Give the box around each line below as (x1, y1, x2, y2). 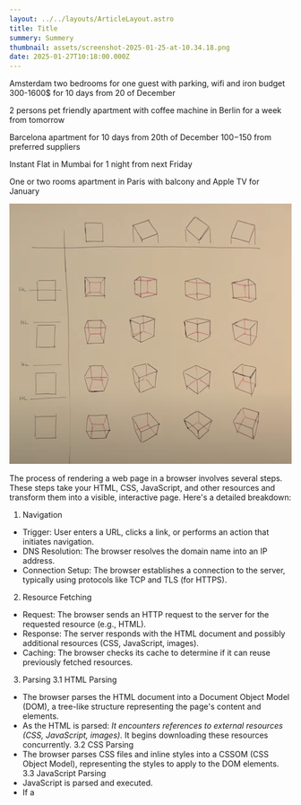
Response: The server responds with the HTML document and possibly (21, 628, 286, 639)
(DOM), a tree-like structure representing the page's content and (21, 701, 262, 713)
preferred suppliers (9, 142, 81, 153)
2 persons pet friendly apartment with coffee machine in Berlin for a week (9, 105, 282, 116)
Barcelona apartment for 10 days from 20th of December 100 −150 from (9, 132, 271, 143)
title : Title (9, 23, 58, 33)
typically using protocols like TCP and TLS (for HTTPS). (21, 574, 228, 585)
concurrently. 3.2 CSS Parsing (21, 739, 134, 750)
